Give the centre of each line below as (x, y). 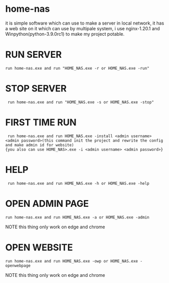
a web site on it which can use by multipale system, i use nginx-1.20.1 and (82, 28)
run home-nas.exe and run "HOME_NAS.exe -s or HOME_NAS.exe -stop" (81, 102)
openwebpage (18, 266)
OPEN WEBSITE (39, 247)
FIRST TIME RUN (41, 122)
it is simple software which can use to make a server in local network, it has (85, 23)
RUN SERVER (34, 55)
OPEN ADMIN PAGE (47, 203)
